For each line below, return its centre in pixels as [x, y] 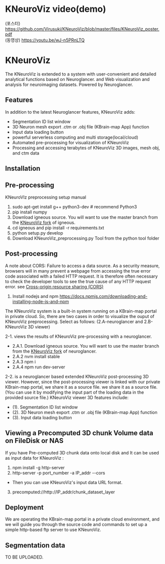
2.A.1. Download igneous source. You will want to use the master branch [86, 346]
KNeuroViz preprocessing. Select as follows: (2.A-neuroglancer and [74, 322]
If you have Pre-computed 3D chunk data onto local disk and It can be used [82, 452]
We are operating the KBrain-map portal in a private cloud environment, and [82, 519]
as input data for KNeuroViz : [35, 458]
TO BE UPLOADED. [24, 557]
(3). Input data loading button [42, 417]
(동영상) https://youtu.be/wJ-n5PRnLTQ [45, 40]
